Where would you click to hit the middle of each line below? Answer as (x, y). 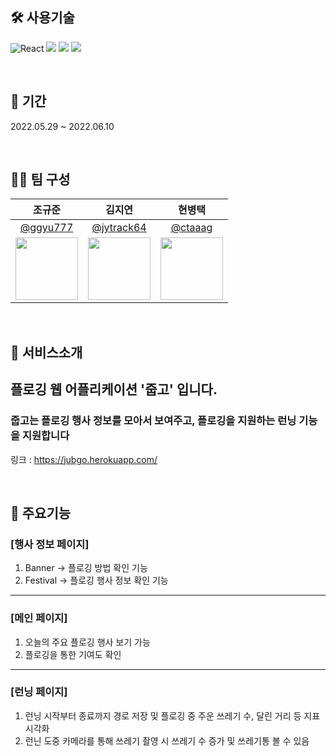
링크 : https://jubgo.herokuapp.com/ (84, 459)
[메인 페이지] (39, 618)
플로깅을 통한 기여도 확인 (73, 654)
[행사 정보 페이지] (50, 544)
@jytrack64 (119, 228)
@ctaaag (191, 228)
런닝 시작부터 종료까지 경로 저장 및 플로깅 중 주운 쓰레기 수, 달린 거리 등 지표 (172, 715)
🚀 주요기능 (41, 513)
